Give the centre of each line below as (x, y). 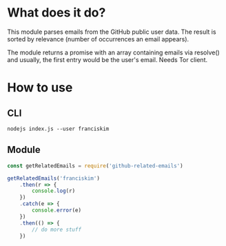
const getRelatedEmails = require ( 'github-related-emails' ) (95, 166)
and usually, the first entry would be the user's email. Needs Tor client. (107, 59)
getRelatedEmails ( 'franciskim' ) (53, 178)
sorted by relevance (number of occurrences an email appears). (98, 39)
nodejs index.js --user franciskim (58, 129)
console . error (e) (56, 210)
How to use (40, 88)
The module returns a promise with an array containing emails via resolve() (114, 52)
